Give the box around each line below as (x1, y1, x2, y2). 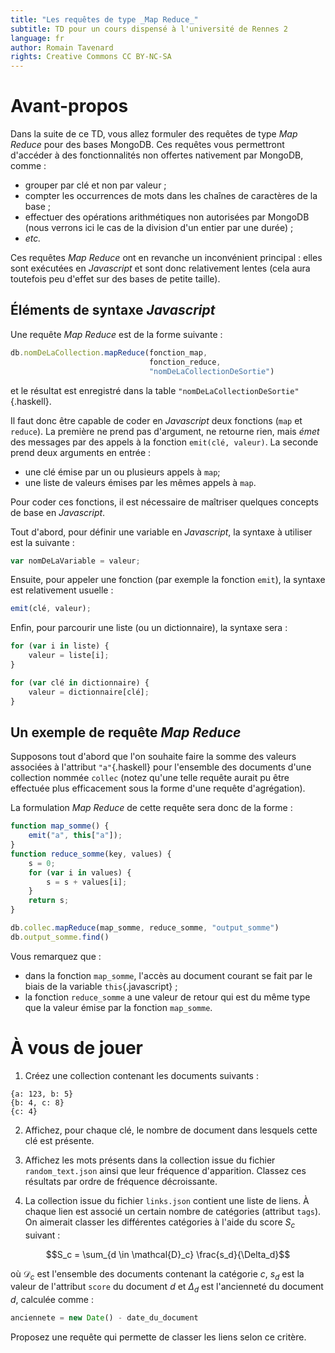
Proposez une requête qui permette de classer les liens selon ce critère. (10, 1331, 307, 1343)
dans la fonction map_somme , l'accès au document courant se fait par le (24, 969, 313, 981)
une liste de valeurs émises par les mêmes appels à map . (24, 476, 257, 488)
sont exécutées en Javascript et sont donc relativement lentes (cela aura (10, 262, 311, 275)
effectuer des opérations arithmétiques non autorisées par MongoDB (24, 211, 310, 223)
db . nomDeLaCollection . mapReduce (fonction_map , (10, 347, 208, 358)
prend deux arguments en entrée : (10, 446, 152, 458)
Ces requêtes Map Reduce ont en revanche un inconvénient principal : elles (10, 252, 323, 264)
